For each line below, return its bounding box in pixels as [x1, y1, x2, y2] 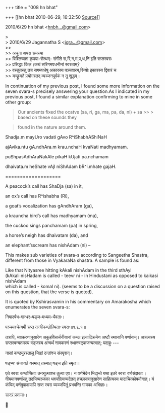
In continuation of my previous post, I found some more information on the [5, 83, 160, 89]
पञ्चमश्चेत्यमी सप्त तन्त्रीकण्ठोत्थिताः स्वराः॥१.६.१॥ [5, 324, 86, 330]
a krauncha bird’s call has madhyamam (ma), [5, 213, 98, 219]
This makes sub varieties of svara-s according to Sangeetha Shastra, [5, 252, 149, 258]
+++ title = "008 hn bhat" [5, 5, 58, 10]
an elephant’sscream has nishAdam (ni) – [5, 242, 91, 248]
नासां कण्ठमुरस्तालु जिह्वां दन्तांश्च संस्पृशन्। [5, 350, 73, 356]
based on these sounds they [17, 114, 77, 120]
